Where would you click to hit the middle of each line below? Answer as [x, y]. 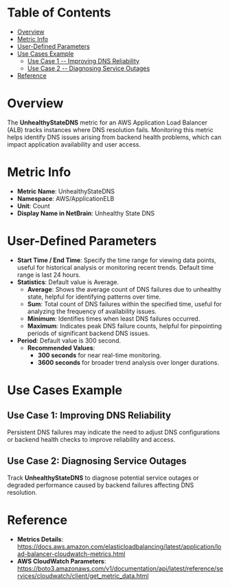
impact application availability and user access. [74, 144]
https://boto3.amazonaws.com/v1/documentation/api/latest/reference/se [120, 568]
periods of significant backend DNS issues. [88, 333]
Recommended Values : [61, 348]
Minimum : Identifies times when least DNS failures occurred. [114, 319]
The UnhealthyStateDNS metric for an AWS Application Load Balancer [107, 122]
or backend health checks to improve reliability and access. [91, 439]
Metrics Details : [40, 539]
